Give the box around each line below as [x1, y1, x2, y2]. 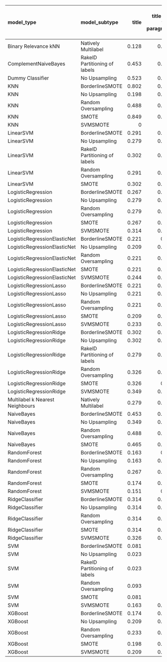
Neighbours [7, 402, 35, 409]
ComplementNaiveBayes [7, 60, 66, 67]
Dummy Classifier [7, 75, 49, 81]
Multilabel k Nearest [7, 396, 55, 403]
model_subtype [80, 19, 118, 25]
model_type [7, 19, 36, 25]
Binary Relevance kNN [7, 43, 60, 49]
